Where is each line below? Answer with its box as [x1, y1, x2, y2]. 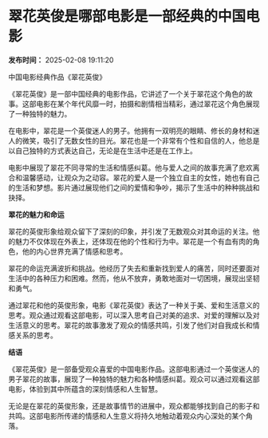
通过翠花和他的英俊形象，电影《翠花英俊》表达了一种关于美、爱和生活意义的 [8, 300, 260, 310]
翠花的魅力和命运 [8, 209, 65, 219]
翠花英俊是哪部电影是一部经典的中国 [8, 7, 246, 26]
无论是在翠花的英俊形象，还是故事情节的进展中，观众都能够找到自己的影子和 [8, 401, 260, 411]
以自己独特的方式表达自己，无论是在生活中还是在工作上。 [8, 145, 197, 156]
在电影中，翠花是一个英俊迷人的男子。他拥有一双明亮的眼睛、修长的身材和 [8, 125, 253, 136]
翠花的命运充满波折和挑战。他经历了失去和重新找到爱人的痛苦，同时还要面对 [8, 263, 260, 273]
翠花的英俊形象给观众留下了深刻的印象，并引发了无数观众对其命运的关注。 [8, 227, 253, 236]
